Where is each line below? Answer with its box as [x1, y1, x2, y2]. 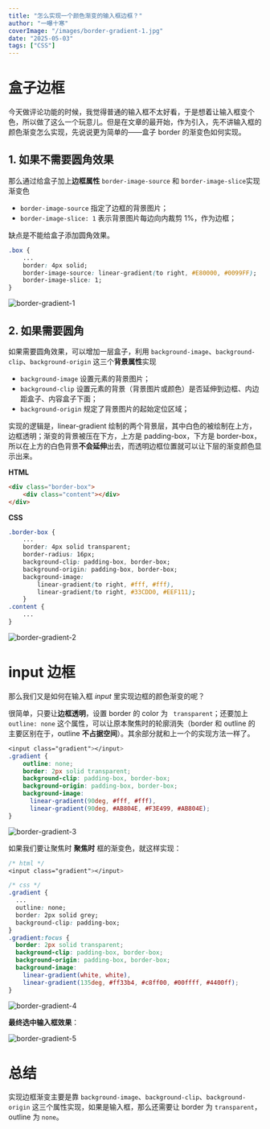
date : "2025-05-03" [8, 34, 74, 43]
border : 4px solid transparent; [22, 543, 131, 552]
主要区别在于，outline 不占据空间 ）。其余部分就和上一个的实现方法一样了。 [8, 728, 255, 738]
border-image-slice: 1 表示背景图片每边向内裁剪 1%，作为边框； [19, 213, 237, 222]
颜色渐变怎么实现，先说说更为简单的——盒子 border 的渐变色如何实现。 [8, 127, 246, 137]
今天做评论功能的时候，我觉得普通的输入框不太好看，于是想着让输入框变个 [8, 107, 255, 117]
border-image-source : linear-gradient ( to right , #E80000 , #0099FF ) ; [22, 269, 257, 277]
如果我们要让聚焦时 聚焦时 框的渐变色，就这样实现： [8, 843, 182, 853]
